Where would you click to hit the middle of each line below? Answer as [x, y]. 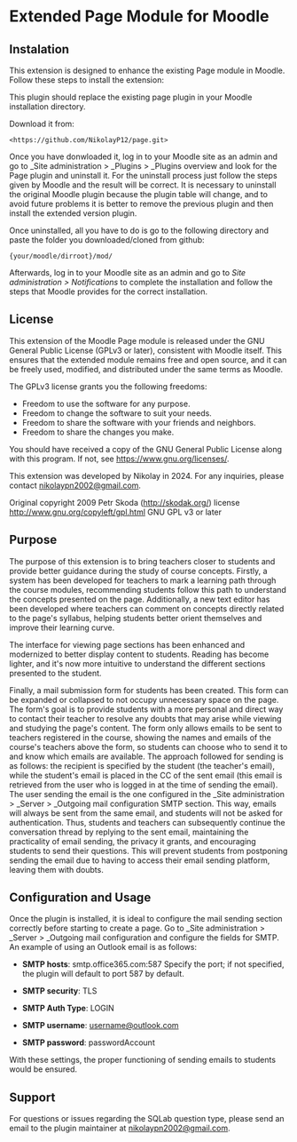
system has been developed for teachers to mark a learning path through [143, 580]
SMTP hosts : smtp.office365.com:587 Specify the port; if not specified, [153, 964]
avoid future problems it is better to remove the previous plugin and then [141, 204]
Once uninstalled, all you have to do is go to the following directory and [139, 230]
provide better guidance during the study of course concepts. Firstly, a [138, 571]
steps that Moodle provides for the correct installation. [109, 291]
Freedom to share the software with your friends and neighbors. [139, 422]
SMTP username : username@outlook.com [100, 1026]
